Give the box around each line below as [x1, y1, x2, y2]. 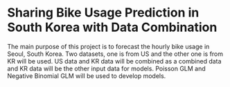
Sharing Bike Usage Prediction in [7, 5, 200, 21]
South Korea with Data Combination [7, 19, 218, 35]
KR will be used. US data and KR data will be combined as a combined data [7, 57, 222, 65]
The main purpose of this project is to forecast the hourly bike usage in [7, 42, 210, 50]
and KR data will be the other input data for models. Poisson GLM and [7, 64, 206, 72]
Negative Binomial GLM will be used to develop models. [7, 71, 166, 80]
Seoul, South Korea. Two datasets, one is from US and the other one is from [7, 50, 224, 58]
